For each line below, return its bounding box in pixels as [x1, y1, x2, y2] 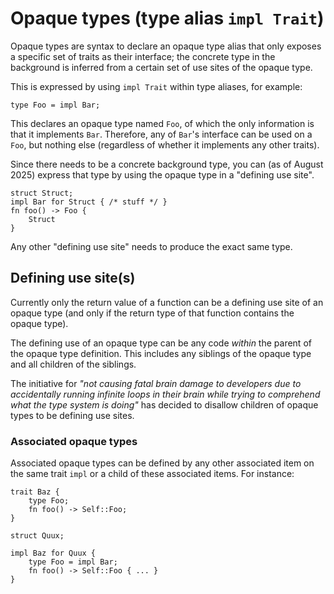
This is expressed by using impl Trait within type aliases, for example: [10, 80, 303, 92]
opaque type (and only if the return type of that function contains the [10, 307, 295, 319]
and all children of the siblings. [10, 358, 137, 370]
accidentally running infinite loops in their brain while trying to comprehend [10, 388, 321, 400]
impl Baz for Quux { [10, 548, 97, 559]
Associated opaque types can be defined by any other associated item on [10, 457, 315, 469]
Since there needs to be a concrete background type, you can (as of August [10, 158, 324, 170]
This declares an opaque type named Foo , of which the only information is [10, 117, 315, 129]
